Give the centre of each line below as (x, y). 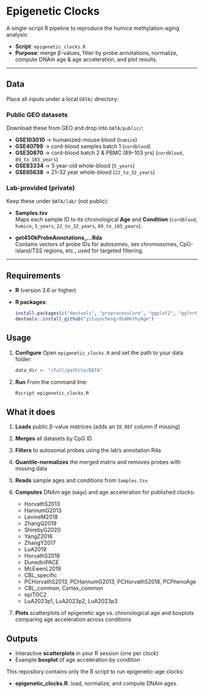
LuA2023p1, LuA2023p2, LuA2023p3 (71, 601)
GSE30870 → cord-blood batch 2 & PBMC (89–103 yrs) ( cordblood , (99, 153)
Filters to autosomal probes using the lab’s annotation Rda (88, 450)
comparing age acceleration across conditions (73, 619)
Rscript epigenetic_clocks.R (52, 393)
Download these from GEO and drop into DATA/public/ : (75, 128)
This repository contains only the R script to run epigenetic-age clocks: (95, 672)
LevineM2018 (41, 517)
